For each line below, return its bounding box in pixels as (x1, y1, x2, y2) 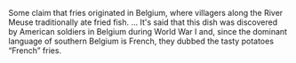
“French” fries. (8, 45, 62, 56)
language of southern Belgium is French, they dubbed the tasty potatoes (8, 35, 275, 46)
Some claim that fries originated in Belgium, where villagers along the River (8, 8, 284, 18)
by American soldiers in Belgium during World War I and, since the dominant (8, 27, 288, 36)
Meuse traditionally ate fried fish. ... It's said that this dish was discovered (8, 17, 277, 28)
